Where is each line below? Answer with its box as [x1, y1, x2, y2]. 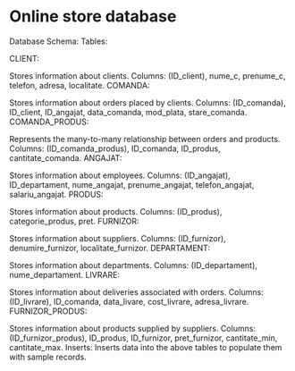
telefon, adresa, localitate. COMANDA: [9, 80, 150, 90]
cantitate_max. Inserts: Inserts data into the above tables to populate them [9, 341, 282, 352]
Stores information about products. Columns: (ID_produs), [9, 206, 223, 216]
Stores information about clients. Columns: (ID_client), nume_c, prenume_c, [9, 70, 286, 81]
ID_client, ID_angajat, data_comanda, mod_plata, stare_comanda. [9, 106, 248, 117]
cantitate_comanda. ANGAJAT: [9, 152, 122, 163]
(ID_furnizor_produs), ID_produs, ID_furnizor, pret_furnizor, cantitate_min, [9, 333, 278, 343]
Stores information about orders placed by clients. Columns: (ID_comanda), [9, 97, 286, 108]
